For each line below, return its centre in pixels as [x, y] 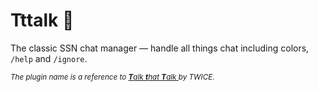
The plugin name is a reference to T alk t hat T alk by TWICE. [112, 77]
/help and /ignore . [49, 58]
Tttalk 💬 [42, 20]
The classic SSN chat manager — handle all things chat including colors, [160, 48]
